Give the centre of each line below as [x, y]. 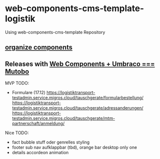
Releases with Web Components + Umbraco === [80, 64]
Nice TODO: [17, 133]
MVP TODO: [17, 83]
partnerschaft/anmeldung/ [38, 124]
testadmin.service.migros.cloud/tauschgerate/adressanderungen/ [78, 108]
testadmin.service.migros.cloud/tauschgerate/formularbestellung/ [78, 98]
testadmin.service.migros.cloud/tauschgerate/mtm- [63, 118]
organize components [39, 47]
